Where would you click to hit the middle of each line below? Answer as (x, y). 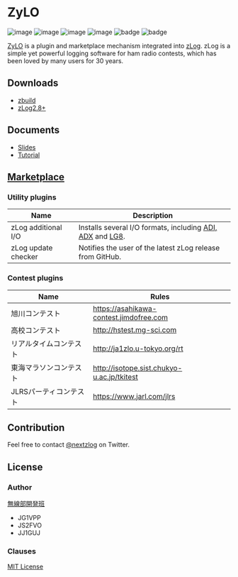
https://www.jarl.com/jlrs (134, 396)
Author (20, 487)
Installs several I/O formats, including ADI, (148, 228)
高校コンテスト (36, 330)
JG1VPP (29, 518)
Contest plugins (35, 278)
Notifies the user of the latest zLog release (149, 248)
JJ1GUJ (29, 533)
